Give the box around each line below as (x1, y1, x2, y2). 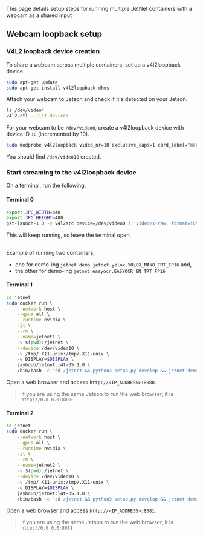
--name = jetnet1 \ (17, 334, 61, 340)
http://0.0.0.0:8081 (21, 525, 73, 532)
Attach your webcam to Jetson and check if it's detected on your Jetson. (6, 96, 188, 103)
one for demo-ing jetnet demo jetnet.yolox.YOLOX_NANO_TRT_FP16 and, (14, 260, 192, 268)
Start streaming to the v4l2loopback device (6, 168, 137, 176)
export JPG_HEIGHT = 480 (6, 215, 63, 221)
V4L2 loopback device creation (6, 47, 100, 56)
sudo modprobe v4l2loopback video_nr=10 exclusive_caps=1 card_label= (6, 142, 188, 148)
